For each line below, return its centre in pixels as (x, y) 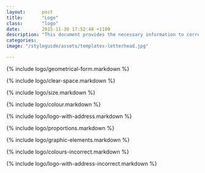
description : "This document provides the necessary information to (95, 35)
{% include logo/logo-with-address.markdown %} (69, 116)
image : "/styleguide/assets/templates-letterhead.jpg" (77, 46)
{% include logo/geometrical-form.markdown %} (68, 68)
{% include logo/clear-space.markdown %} (61, 81)
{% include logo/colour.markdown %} (54, 104)
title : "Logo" (33, 18)
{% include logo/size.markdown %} (51, 92)
